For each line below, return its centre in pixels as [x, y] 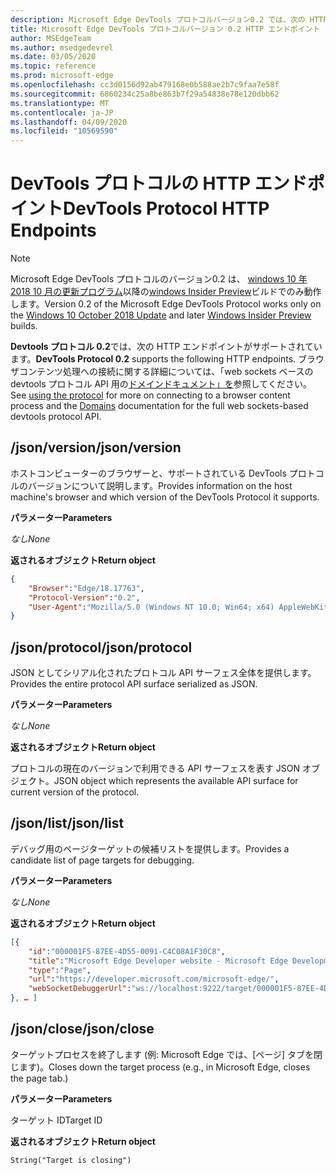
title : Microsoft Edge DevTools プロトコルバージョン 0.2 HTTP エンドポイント [165, 29]
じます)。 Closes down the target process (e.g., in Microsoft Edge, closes [160, 1067]
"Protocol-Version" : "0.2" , [84, 597]
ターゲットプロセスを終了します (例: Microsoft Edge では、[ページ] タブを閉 [166, 1054]
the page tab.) [39, 1078]
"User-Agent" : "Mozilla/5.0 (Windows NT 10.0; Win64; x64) [151, 607]
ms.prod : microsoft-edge [62, 76]
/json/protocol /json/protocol [101, 647]
